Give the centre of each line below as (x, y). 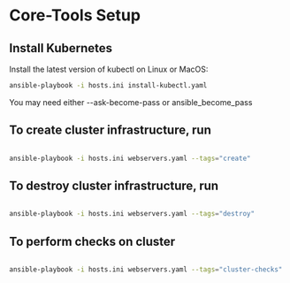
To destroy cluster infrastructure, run (114, 185)
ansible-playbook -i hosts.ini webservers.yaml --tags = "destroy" (132, 214)
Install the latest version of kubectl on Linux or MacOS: (109, 69)
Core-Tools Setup (75, 15)
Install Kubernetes (61, 48)
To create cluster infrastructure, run (111, 130)
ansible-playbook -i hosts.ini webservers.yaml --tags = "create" (130, 158)
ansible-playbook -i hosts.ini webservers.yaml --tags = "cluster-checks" (146, 270)
